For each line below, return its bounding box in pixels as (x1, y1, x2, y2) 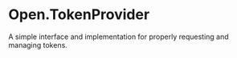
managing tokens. (8, 40, 68, 49)
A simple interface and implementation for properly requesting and (8, 32, 229, 41)
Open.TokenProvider (8, 6, 150, 24)
